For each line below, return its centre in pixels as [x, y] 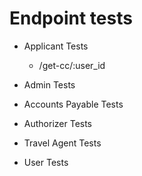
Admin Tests [49, 84]
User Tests [46, 162]
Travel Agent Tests [62, 143]
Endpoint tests [71, 18]
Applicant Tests [56, 46]
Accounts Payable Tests [73, 104]
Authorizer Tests [58, 123]
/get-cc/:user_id [72, 65]
